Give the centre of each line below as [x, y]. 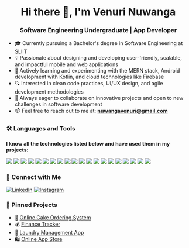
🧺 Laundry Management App [49, 233]
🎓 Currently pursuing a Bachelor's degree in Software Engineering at [99, 43]
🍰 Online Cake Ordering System [53, 218]
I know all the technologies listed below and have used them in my [88, 143]
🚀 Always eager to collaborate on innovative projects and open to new [99, 98]
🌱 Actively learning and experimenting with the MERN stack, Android [97, 71]
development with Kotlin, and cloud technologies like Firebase [89, 77]
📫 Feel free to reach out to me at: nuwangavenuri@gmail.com [91, 111]
